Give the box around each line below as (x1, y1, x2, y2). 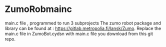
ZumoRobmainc (4, 3, 72, 15)
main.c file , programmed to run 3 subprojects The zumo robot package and (4, 20, 161, 26)
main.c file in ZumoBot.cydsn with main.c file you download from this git (4, 30, 153, 36)
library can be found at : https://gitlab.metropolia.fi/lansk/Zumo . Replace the (4, 25, 161, 31)
